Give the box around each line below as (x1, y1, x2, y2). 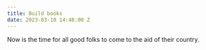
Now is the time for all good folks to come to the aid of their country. (7, 35, 200, 43)
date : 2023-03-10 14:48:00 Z (7, 16, 90, 23)
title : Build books (7, 10, 63, 17)
